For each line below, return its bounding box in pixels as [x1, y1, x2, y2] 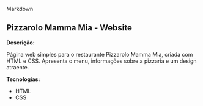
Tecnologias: [6, 76, 40, 83]
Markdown [6, 5, 34, 12]
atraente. [6, 63, 29, 71]
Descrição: [6, 39, 35, 46]
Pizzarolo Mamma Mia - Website [6, 23, 133, 33]
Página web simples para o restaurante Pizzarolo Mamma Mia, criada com [6, 51, 193, 58]
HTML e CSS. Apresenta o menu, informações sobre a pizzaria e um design [6, 57, 197, 65]
